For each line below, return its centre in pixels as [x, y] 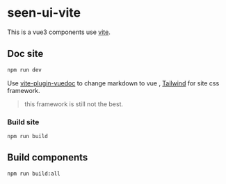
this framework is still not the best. [74, 104]
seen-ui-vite [44, 13]
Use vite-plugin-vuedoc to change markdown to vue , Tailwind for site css [113, 83]
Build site [23, 122]
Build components [48, 158]
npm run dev [24, 70]
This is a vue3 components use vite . [59, 32]
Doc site [25, 54]
